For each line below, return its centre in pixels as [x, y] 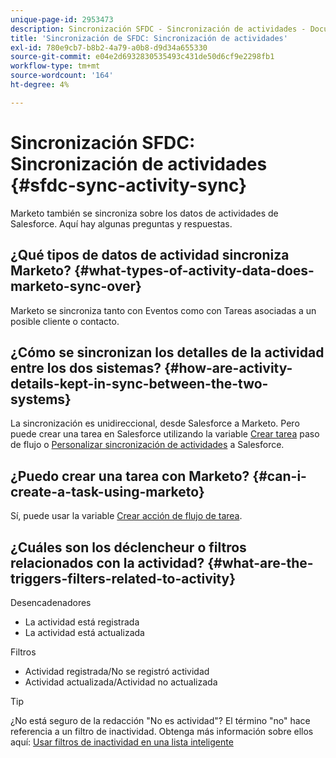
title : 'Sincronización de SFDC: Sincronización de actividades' [149, 38]
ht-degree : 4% [40, 85]
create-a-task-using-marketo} [107, 491]
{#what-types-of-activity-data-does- [194, 271]
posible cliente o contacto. [65, 321]
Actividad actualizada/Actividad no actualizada [121, 682]
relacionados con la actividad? [107, 562]
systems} [41, 399]
